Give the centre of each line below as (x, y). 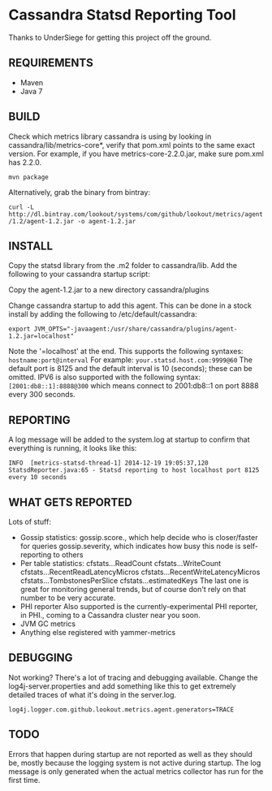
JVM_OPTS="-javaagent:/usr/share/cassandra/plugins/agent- (136, 329)
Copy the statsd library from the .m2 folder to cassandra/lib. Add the (123, 266)
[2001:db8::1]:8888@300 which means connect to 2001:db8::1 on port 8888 (134, 386)
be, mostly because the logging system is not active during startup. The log (135, 763)
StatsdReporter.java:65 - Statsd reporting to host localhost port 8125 (134, 470)
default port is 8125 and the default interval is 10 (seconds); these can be (131, 369)
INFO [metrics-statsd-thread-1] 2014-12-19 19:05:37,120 (108, 463)
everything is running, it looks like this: (73, 448)
